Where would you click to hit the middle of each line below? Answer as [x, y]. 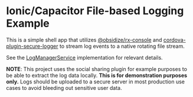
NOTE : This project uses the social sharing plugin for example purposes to [97, 69]
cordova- [174, 40]
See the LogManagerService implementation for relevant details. [85, 57]
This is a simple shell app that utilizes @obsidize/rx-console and [84, 40]
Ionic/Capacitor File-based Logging [95, 11]
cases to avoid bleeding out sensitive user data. [64, 88]
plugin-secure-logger [32, 46]
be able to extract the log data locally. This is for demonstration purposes [97, 75]
